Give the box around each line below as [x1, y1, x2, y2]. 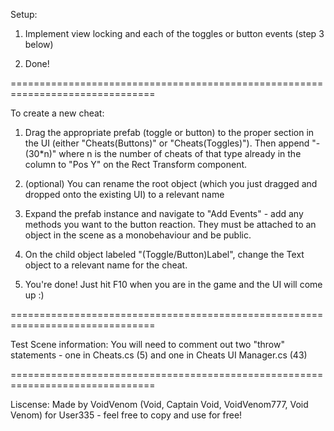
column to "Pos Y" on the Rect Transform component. [24, 159, 248, 170]
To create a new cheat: [10, 107, 105, 119]
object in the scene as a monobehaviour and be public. [24, 229, 252, 241]
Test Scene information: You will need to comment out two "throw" [10, 339, 285, 350]
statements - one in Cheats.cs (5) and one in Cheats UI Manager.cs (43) [10, 349, 308, 361]
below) [24, 39, 54, 50]
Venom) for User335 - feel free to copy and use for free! [10, 409, 243, 421]
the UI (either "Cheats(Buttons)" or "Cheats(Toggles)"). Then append [24, 137, 310, 149]
